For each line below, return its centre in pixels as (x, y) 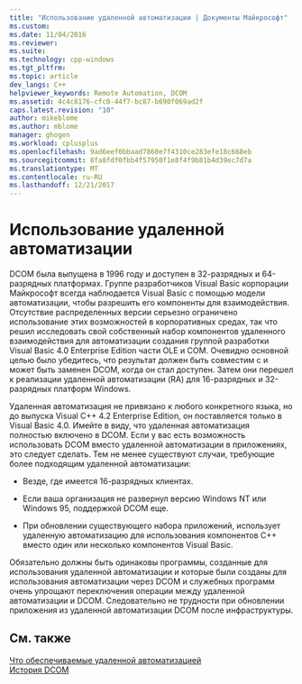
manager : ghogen (40, 135)
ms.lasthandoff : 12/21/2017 (62, 186)
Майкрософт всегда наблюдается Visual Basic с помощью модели (137, 293)
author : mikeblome (44, 118)
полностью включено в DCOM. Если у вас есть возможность (128, 435)
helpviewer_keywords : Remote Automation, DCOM (98, 93)
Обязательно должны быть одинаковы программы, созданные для (139, 562)
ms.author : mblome (44, 127)
